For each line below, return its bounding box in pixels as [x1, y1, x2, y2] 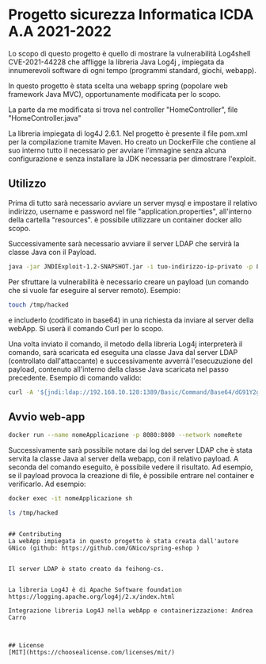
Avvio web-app [8, 410, 85, 423]
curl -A [8, 388, 34, 396]
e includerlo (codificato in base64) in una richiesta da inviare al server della [8, 315, 254, 325]
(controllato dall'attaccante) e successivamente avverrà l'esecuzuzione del [8, 356, 253, 365]
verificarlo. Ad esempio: [8, 479, 86, 489]
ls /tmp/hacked [8, 508, 59, 517]
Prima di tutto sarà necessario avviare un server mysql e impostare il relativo [8, 198, 257, 207]
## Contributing [8, 530, 62, 538]
